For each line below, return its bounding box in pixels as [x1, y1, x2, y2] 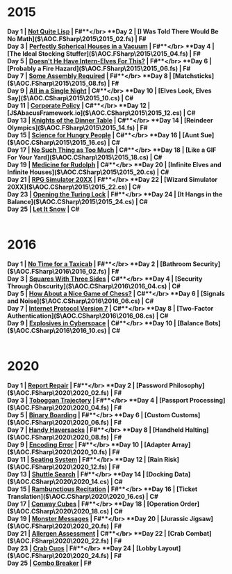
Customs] [171, 410, 201, 419]
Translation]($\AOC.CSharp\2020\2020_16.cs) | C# [7, 492, 158, 500]
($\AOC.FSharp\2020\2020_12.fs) [7, 463, 108, 471]
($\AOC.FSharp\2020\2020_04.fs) [7, 403, 110, 412]
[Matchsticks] [172, 71, 214, 80]
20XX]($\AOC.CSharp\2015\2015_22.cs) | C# [7, 183, 141, 191]
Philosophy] [169, 381, 205, 389]
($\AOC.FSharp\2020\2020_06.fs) [7, 418, 109, 426]
